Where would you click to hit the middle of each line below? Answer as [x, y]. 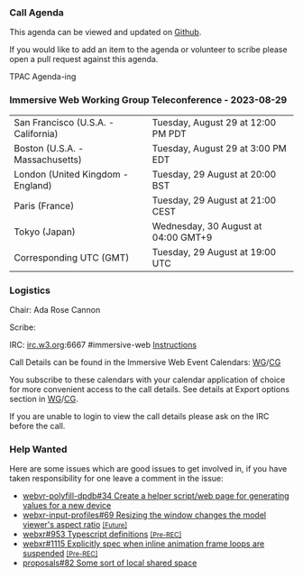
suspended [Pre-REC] [60, 554]
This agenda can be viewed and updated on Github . [106, 32]
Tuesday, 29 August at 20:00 [214, 174]
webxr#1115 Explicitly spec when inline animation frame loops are [143, 544]
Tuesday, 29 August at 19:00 [214, 252]
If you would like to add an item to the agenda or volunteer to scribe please [148, 50]
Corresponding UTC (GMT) [72, 257]
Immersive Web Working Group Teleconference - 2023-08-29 [148, 100]
